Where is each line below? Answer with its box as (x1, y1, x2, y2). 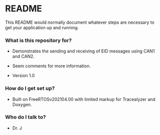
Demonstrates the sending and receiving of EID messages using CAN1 (12, 48, 155, 54)
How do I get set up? (5, 85, 55, 92)
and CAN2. (12, 53, 35, 59)
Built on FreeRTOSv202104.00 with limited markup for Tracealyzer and (12, 96, 156, 102)
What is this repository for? (5, 37, 72, 44)
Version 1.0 (12, 73, 35, 79)
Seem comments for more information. (12, 63, 91, 69)
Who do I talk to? (5, 114, 46, 121)
